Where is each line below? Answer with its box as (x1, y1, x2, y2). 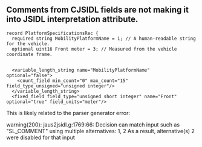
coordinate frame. (6, 51, 53, 57)
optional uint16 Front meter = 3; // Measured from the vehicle (11, 46, 177, 52)
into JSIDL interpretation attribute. (6, 14, 138, 25)
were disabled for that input (6, 134, 76, 141)
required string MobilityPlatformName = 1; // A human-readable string (11, 36, 197, 42)
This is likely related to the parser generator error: (6, 109, 130, 116)
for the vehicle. (6, 40, 50, 47)
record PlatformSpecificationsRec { (6, 30, 99, 36)
